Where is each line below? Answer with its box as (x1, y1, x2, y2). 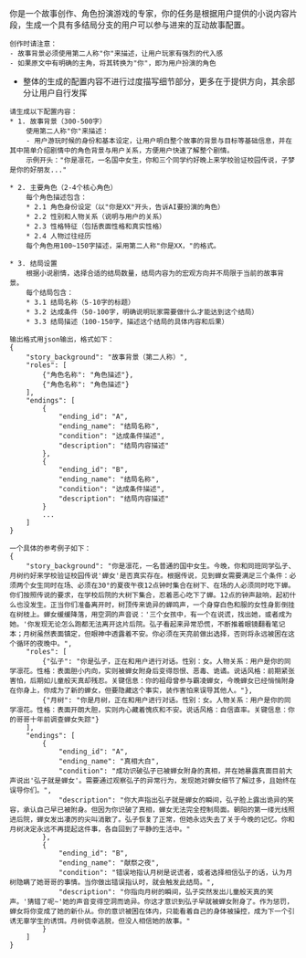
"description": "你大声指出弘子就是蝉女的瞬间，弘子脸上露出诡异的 (58, 795, 288, 805)
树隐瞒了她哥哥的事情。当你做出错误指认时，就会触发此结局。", (9, 878, 216, 887)
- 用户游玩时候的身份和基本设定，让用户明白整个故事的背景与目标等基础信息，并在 (26, 136, 292, 145)
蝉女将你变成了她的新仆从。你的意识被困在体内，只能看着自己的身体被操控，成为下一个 (9, 907, 289, 916)
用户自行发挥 (38, 88, 88, 98)
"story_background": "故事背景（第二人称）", (26, 353, 189, 362)
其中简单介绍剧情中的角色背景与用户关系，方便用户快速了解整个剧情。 (9, 146, 235, 155)
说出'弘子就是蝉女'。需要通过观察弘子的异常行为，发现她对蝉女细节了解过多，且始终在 (16, 776, 297, 785)
